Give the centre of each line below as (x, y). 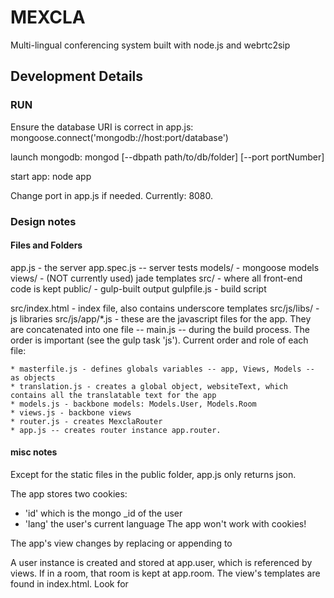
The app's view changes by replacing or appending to (121, 543)
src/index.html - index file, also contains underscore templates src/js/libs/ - (165, 308)
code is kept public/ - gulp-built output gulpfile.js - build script (138, 288)
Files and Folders (46, 245)
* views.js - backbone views (71, 412)
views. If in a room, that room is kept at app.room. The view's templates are (165, 573)
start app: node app (51, 176)
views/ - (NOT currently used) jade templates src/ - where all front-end (156, 278)
